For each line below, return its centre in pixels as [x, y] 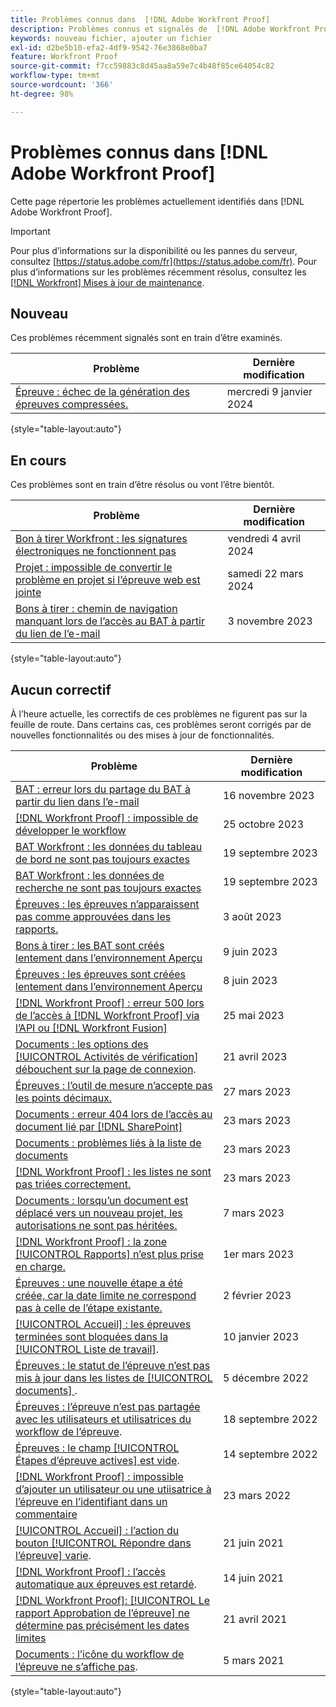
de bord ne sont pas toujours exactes [102, 859]
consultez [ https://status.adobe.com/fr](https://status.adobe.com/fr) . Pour [164, 261]
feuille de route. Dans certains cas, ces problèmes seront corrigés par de [161, 724]
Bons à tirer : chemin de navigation [96, 609]
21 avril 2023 [255, 1056]
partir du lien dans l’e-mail [77, 801]
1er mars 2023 [258, 1254]
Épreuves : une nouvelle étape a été [99, 1283]
